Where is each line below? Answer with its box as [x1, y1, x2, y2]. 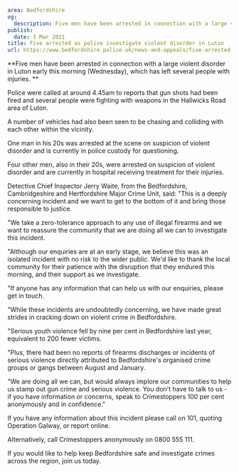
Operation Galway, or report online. [7, 421, 110, 430]
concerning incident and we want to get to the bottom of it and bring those [7, 197, 226, 206]
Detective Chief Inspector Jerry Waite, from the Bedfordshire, [7, 182, 188, 191]
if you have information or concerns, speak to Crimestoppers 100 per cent [7, 393, 225, 401]
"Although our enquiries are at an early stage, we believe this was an [7, 247, 208, 256]
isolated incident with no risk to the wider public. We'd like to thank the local [7, 255, 230, 263]
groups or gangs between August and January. [7, 363, 146, 372]
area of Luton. [7, 104, 48, 112]
